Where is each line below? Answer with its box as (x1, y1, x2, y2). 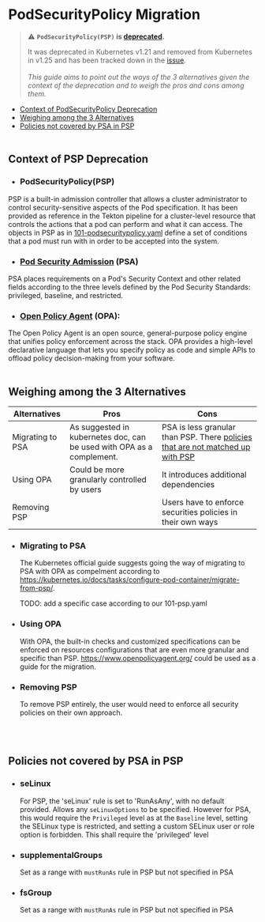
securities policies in (161, 507, 238, 518)
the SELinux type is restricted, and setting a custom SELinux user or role (19, 821, 255, 831)
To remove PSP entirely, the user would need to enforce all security (19, 699, 239, 709)
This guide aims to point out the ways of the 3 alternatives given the (27, 72, 250, 81)
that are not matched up (161, 441, 251, 452)
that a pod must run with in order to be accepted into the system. (8, 236, 219, 246)
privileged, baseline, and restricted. (8, 290, 124, 300)
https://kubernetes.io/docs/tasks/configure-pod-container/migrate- (19, 575, 241, 584)
